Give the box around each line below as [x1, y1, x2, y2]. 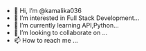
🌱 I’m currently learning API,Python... [13, 21, 119, 29]
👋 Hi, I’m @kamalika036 [13, 7, 82, 14]
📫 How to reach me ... [13, 37, 78, 44]
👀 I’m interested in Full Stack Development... [13, 14, 140, 22]
